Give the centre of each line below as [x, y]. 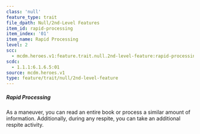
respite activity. [25, 125]
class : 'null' [24, 12]
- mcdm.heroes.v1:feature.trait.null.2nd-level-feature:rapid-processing [105, 56]
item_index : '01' [28, 34]
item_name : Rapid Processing [42, 39]
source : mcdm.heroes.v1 [36, 73]
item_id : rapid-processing [40, 28]
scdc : [13, 61]
